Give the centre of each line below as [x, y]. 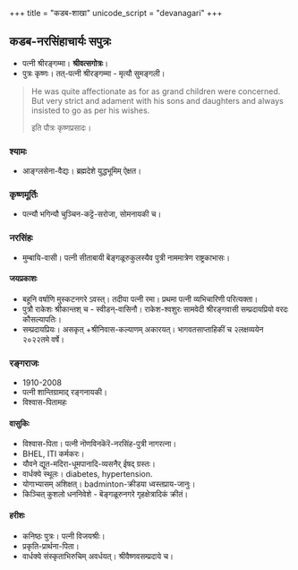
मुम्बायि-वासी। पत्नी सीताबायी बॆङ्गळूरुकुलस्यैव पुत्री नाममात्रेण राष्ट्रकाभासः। [126, 257]
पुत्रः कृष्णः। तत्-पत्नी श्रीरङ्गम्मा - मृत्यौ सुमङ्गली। [94, 73]
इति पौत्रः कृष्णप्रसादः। [61, 127]
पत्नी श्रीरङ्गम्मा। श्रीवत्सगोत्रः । [65, 63]
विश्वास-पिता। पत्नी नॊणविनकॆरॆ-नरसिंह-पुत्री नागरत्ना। [99, 444]
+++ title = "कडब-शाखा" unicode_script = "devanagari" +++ [116, 13]
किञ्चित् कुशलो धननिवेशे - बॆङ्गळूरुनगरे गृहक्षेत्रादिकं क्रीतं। [105, 494]
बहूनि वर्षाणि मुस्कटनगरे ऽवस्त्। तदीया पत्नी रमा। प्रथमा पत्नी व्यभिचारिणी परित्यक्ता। [140, 298]
